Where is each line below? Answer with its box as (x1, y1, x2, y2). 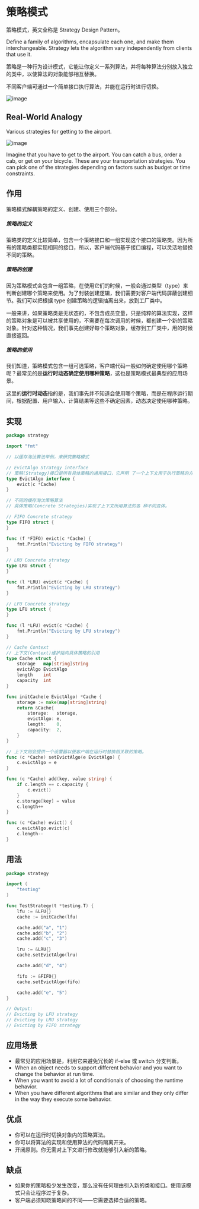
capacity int (17, 678, 52, 684)
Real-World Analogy (6, 112, 83, 122)
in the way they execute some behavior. (14, 1096, 112, 1103)
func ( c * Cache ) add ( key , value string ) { (6, 776, 113, 782)
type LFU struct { (6, 607, 52, 613)
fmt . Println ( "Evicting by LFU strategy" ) (17, 628, 120, 635)
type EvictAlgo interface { (6, 476, 76, 482)
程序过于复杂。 (35, 1189, 72, 1197)
